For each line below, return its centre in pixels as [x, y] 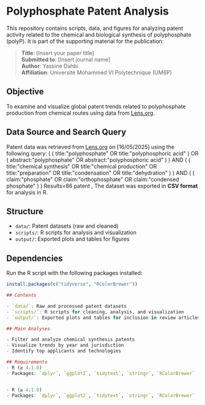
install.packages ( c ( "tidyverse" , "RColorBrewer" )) [72, 284]
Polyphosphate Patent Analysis [88, 11]
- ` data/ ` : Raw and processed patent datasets [67, 306]
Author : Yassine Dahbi [50, 66]
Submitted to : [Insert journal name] [66, 59]
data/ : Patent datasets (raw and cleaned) [67, 226]
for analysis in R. [27, 192]
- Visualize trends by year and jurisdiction [65, 345]
